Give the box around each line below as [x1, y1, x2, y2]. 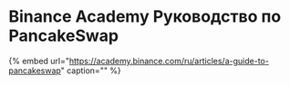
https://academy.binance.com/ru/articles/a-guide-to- [68, 55, 270, 66]
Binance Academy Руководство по [8, 6, 282, 27]
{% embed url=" [8, 55, 70, 66]
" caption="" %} [60, 65, 122, 76]
